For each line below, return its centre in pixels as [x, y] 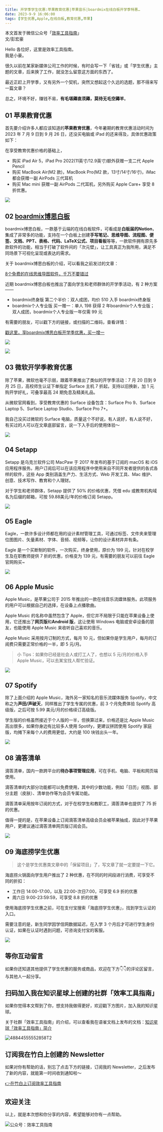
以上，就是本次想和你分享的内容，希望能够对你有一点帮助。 [65, 1114]
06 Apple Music [30, 587]
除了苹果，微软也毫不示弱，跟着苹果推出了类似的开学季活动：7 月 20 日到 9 [81, 380]
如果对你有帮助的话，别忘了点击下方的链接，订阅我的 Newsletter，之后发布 [80, 1067]
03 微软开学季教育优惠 [39, 367]
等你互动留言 [24, 956]
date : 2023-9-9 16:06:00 [30, 14]
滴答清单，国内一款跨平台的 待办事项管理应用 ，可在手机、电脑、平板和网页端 [81, 770]
